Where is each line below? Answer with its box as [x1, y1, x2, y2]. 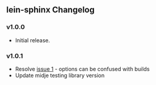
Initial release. [15, 36, 50, 44]
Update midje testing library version [15, 72, 105, 79]
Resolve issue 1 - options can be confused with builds [15, 65, 150, 72]
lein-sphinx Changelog [6, 5, 95, 15]
